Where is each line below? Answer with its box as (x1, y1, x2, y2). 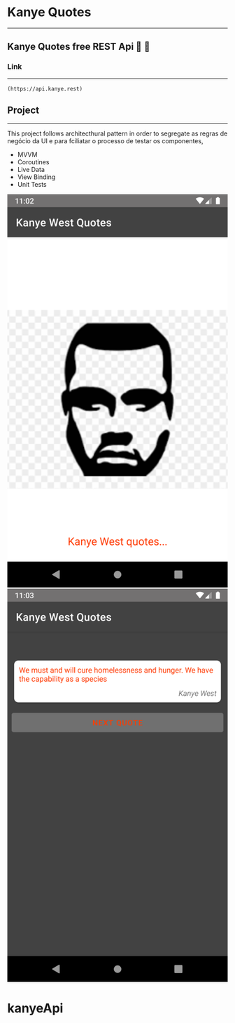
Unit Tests (17, 180, 47, 189)
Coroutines (17, 158, 50, 166)
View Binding (17, 173, 56, 181)
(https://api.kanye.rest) (7, 85, 83, 92)
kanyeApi (7, 1000, 64, 1016)
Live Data (17, 166, 45, 174)
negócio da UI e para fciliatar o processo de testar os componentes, (7, 137, 204, 145)
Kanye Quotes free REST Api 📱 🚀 (7, 41, 150, 53)
